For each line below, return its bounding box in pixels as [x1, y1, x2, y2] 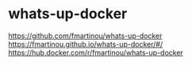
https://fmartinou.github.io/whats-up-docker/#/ [8, 39, 163, 48]
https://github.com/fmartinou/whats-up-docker [8, 31, 163, 40]
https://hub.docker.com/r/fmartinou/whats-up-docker [8, 48, 184, 57]
